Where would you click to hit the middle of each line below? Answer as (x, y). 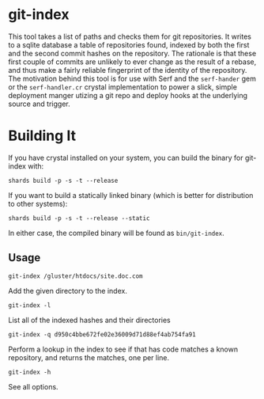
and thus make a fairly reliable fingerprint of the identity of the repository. (128, 70)
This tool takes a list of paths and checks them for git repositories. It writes (130, 36)
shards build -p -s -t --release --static (79, 218)
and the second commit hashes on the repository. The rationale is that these (132, 53)
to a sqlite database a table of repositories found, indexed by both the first (129, 44)
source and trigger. (39, 104)
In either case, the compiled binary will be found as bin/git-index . (117, 233)
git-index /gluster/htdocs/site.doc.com (76, 276)
